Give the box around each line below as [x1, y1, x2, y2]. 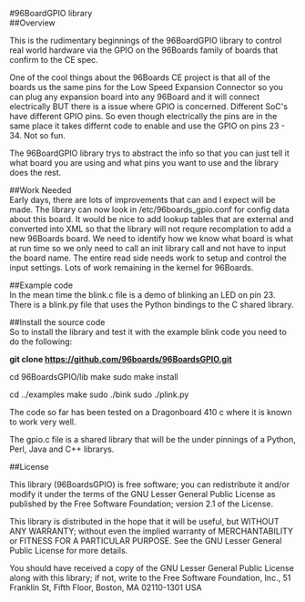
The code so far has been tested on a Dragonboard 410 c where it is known [9, 407, 292, 417]
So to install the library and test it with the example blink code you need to [9, 327, 287, 337]
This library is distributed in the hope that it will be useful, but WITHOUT [9, 516, 280, 526]
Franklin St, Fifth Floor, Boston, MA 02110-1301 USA [9, 582, 202, 593]
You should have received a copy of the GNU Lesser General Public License [9, 563, 294, 573]
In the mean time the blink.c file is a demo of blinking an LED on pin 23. [9, 290, 276, 300]
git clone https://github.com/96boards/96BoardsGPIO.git [9, 354, 232, 364]
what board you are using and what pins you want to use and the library [9, 158, 280, 168]
